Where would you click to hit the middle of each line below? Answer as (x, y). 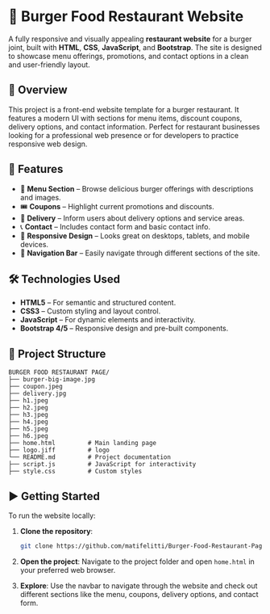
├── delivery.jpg (37, 394)
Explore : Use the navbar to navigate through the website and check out (139, 586)
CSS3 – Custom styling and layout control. (90, 311)
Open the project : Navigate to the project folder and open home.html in (137, 561)
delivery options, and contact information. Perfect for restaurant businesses (134, 126)
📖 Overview (38, 90)
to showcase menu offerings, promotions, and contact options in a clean (129, 56)
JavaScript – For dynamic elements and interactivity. (108, 320)
